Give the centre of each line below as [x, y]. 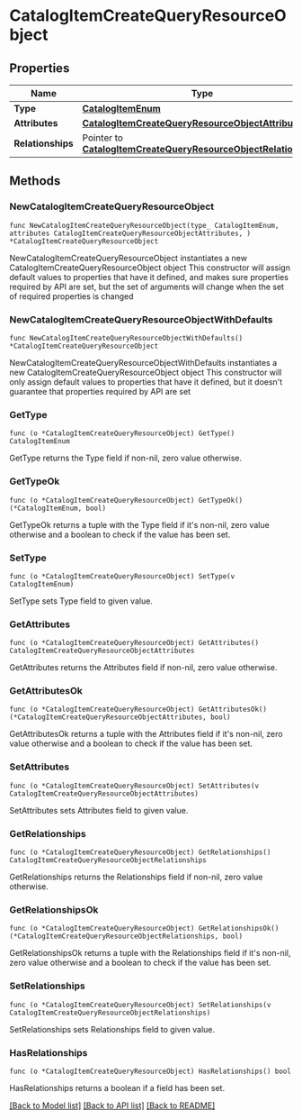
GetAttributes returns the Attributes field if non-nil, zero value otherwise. [143, 668]
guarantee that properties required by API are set [100, 391]
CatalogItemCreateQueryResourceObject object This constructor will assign [150, 268]
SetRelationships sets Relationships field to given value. [112, 1029]
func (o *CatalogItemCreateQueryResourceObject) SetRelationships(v [140, 1005]
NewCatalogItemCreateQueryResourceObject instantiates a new [128, 258]
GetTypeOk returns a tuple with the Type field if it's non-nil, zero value [139, 524]
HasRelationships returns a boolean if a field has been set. [117, 1087]
